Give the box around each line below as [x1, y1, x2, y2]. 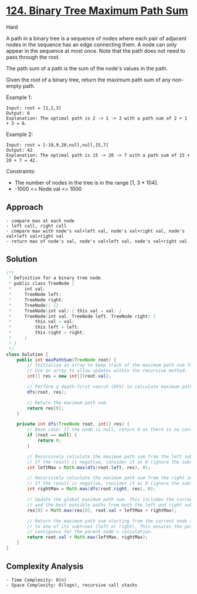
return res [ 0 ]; [27, 405, 64, 411]
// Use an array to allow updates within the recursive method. [27, 368, 188, 374]
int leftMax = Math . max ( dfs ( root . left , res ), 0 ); [27, 465, 151, 470]
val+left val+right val [6, 233, 64, 239]
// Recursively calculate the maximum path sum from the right [27, 475, 185, 481]
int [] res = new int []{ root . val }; [27, 373, 111, 379]
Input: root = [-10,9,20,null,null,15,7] [6, 142, 109, 148]
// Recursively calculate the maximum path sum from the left [27, 453, 182, 459]
